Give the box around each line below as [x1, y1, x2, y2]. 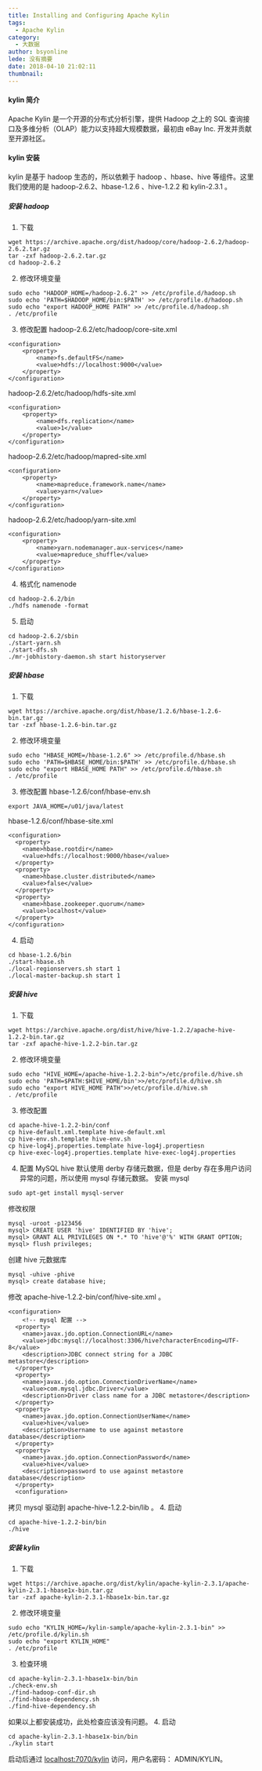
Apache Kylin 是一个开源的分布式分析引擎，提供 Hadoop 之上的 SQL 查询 [8, 114, 243, 123]
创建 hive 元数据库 [8, 1254, 67, 1264]
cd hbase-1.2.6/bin [8, 951, 72, 959]
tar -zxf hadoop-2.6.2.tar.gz [8, 252, 107, 260]
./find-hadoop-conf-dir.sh [8, 1689, 96, 1696]
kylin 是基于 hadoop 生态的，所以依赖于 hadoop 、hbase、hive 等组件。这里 [8, 172, 254, 181]
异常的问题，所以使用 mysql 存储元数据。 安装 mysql [19, 1173, 190, 1182]
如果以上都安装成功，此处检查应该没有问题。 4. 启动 [8, 1717, 176, 1726]
